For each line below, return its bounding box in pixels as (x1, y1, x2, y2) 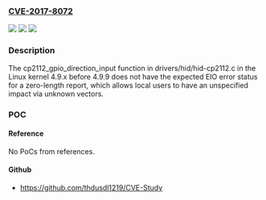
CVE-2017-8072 (8, 6, 74, 17)
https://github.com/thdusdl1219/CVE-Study (19, 182, 163, 192)
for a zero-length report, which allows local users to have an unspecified (8, 80, 249, 90)
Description (8, 45, 55, 56)
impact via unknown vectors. (8, 88, 104, 98)
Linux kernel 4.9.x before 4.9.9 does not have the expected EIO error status (8, 71, 258, 81)
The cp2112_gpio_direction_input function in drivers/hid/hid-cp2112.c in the (8, 63, 256, 73)
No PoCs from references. (8, 146, 95, 156)
